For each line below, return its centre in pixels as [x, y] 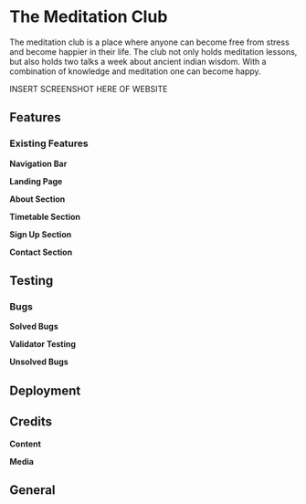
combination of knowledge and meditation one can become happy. [136, 71]
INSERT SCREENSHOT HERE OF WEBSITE [89, 89]
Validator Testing [42, 344]
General [33, 490]
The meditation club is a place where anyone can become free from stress [149, 42]
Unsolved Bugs [39, 362]
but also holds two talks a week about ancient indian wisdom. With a [138, 61]
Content [25, 444]
